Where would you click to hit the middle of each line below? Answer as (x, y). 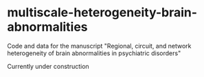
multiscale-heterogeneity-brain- (102, 13)
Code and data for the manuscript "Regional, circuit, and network (99, 46)
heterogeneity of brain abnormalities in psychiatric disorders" (94, 53)
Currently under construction (48, 66)
